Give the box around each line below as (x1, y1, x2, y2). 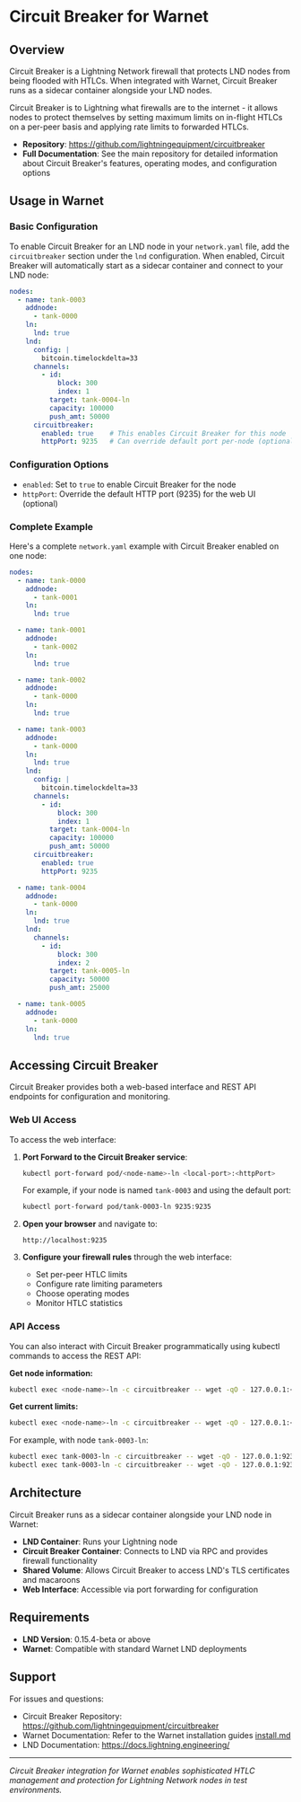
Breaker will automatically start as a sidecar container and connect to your (9, 260, 284, 270)
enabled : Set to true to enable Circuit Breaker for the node (21, 479, 236, 490)
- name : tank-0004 (17, 883, 87, 892)
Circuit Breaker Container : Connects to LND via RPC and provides (21, 1545, 269, 1556)
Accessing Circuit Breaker (9, 1057, 159, 1073)
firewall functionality (21, 1555, 99, 1566)
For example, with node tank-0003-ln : (9, 1435, 149, 1445)
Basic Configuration (9, 220, 99, 233)
